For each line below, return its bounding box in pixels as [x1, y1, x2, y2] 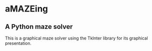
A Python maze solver [5, 23, 73, 31]
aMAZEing [5, 3, 48, 14]
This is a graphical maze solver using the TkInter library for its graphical [5, 35, 148, 41]
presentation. [5, 40, 31, 46]
